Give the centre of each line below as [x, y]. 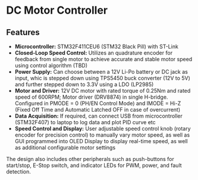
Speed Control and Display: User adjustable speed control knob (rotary [103, 129]
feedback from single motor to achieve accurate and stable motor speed [103, 59]
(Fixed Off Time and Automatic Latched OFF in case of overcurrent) [98, 110]
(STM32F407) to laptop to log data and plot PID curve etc [85, 122]
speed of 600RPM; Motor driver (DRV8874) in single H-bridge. [91, 97]
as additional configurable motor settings [65, 147]
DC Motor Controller [57, 10]
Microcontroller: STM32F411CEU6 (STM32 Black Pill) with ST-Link [96, 46]
